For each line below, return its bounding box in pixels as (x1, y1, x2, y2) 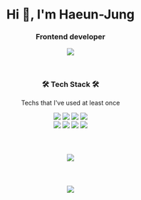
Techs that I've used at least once (21, 98, 120, 107)
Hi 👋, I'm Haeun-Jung (6, 6, 135, 23)
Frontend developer (36, 32, 105, 42)
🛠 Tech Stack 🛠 (41, 80, 100, 90)
